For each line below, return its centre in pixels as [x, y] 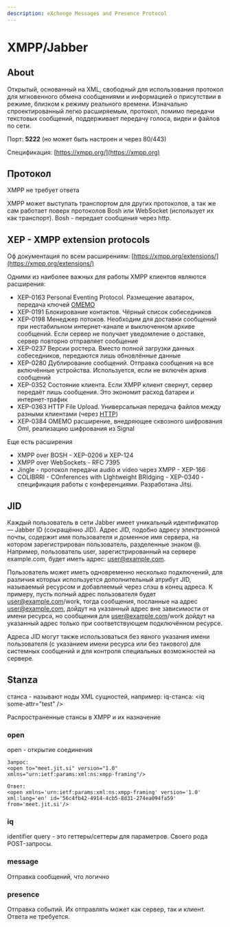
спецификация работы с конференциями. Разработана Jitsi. [105, 484]
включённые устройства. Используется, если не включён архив [112, 371]
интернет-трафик [42, 399]
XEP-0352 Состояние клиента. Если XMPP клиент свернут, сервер [115, 385]
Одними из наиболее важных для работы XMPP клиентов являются [107, 277]
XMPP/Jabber [48, 47]
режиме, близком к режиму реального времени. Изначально [97, 104]
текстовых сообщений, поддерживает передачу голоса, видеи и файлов [114, 118]
